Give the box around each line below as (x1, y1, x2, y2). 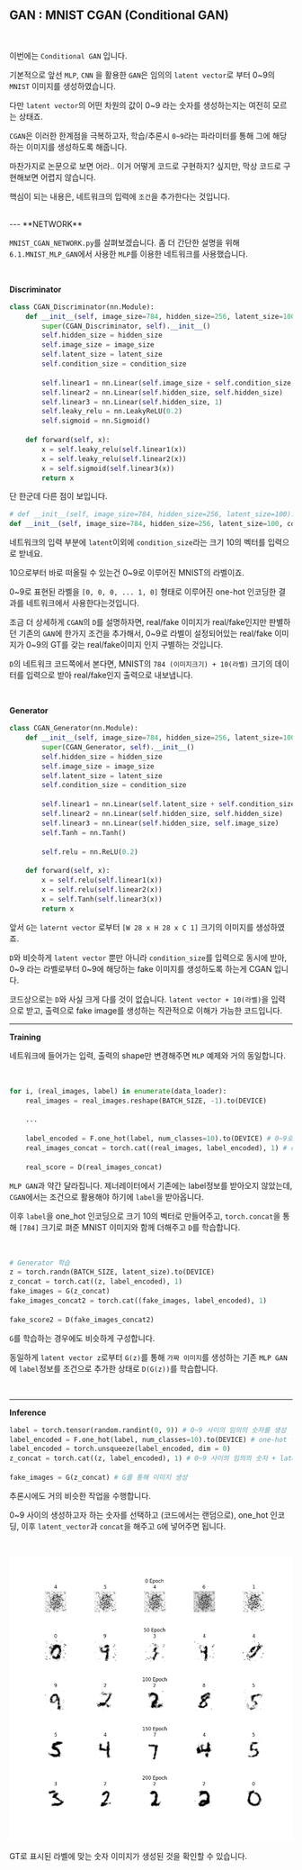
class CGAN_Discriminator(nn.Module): (9, 302, 155, 312)
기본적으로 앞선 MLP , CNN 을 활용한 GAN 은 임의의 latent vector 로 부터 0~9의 (9, 69, 276, 80)
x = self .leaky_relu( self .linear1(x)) (41, 445, 187, 454)
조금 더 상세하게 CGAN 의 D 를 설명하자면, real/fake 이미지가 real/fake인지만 (9, 617, 267, 628)
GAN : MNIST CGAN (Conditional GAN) (9, 8, 229, 23)
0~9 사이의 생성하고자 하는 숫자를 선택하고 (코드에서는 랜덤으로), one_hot (9, 1509, 269, 1521)
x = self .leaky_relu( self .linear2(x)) (41, 454, 187, 463)
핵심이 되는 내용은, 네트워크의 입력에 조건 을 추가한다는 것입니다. (9, 191, 231, 202)
